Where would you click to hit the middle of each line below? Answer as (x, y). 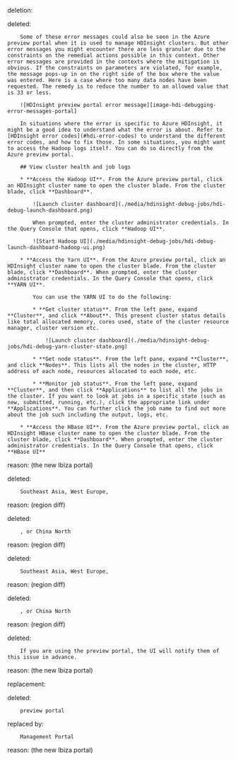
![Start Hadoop (55, 241)
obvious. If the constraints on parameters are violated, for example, (115, 68)
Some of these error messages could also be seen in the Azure (115, 37)
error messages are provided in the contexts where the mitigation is (113, 62)
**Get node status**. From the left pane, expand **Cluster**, (134, 359)
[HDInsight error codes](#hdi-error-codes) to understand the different (117, 136)
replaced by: (25, 724)
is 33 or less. (30, 93)
